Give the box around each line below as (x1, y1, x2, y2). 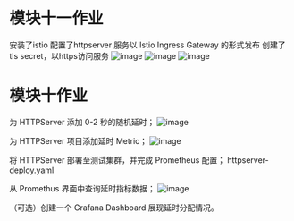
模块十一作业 (9, 8, 105, 29)
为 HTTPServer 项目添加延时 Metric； (9, 135, 148, 146)
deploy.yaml (9, 165, 55, 175)
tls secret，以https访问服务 (9, 50, 110, 61)
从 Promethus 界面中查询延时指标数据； (9, 183, 156, 193)
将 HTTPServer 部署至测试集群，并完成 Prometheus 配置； (9, 154, 226, 166)
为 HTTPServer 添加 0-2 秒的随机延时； (9, 116, 155, 127)
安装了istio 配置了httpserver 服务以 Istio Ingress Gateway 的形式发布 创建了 (9, 39, 286, 50)
